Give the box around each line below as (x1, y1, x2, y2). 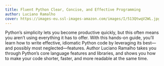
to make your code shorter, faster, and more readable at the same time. (5, 56, 148, 62)
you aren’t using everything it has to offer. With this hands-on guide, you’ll (5, 35, 154, 41)
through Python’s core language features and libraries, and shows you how (5, 50, 156, 56)
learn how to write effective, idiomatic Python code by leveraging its (5, 40, 142, 46)
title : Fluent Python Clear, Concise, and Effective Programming (5, 7, 141, 12)
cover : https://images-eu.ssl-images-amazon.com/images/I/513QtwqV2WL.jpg (5, 16, 161, 21)
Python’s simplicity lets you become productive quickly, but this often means (5, 30, 159, 36)
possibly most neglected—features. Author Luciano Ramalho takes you (14, 45, 157, 51)
